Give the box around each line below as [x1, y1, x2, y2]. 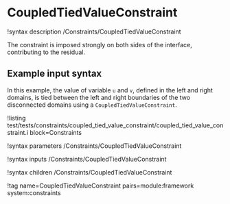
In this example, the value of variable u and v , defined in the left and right [7, 86, 213, 94]
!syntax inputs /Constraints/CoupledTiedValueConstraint [7, 155, 167, 163]
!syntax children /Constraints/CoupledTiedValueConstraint [7, 168, 172, 176]
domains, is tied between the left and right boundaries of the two [7, 93, 191, 101]
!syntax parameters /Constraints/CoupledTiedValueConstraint [7, 142, 182, 150]
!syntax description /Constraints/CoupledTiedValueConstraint [7, 27, 181, 36]
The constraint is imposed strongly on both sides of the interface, [7, 40, 192, 49]
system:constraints [7, 188, 61, 196]
